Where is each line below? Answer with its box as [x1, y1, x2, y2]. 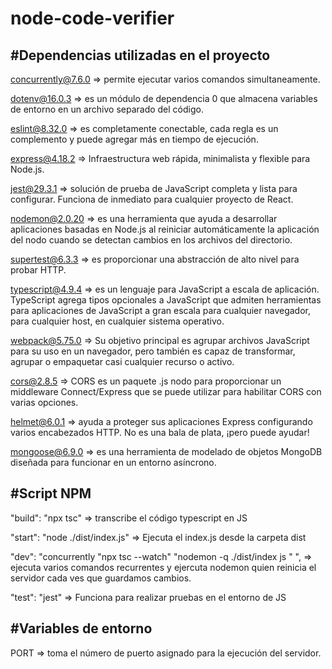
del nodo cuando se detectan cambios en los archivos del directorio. [10, 234, 293, 246]
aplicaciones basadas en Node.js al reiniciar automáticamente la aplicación [10, 223, 320, 235]
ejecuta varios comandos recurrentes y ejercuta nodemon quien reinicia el [10, 561, 317, 573]
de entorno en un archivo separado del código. [10, 103, 204, 115]
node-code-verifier [10, 7, 175, 30]
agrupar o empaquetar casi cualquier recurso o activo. [10, 356, 235, 367]
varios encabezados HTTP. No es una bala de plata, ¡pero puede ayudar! [10, 427, 310, 438]
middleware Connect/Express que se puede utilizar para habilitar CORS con [10, 386, 322, 397]
